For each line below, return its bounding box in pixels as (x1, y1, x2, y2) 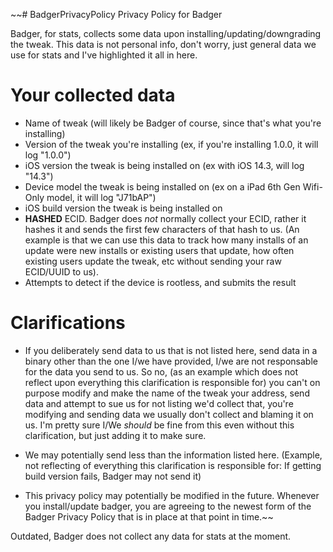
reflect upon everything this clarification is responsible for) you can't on (24, 376, 321, 388)
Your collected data (10, 84, 176, 107)
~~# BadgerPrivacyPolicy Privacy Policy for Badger (10, 9, 223, 20)
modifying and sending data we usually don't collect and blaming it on (24, 408, 314, 420)
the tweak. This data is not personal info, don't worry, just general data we (10, 39, 317, 50)
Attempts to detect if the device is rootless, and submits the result (24, 276, 297, 288)
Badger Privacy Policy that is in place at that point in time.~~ (24, 510, 274, 523)
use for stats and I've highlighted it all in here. (10, 49, 198, 61)
